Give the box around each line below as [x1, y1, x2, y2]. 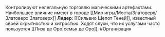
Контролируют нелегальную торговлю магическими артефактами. [5, 5, 153, 10]
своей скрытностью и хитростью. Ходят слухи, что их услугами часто [5, 20, 160, 26]
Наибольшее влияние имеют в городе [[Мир [5, 10, 104, 16]
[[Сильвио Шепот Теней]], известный [74, 15, 156, 21]
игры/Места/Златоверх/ [104, 10, 157, 16]
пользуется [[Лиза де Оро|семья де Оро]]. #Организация [5, 26, 132, 32]
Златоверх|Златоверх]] [5, 15, 57, 21]
